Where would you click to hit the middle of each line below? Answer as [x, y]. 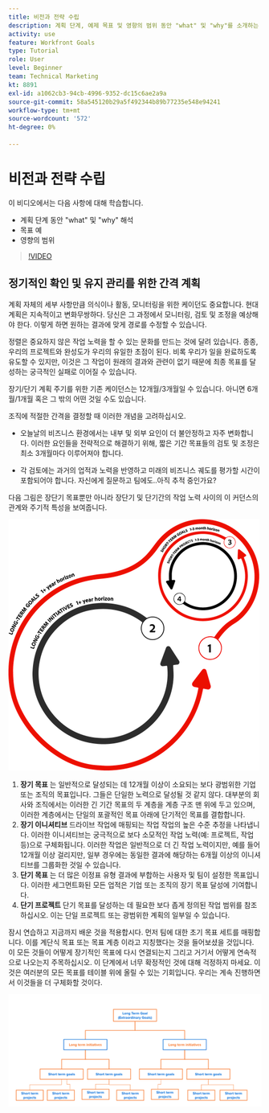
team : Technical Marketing [53, 76]
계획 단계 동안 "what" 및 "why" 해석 [77, 220]
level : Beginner [35, 68]
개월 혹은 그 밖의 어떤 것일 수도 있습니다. [83, 399]
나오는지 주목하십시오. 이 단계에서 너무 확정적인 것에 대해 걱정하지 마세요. [138, 962]
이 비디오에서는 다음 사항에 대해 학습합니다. [76, 203]
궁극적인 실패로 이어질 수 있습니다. [83, 372]
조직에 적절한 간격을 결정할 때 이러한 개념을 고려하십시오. [97, 416]
